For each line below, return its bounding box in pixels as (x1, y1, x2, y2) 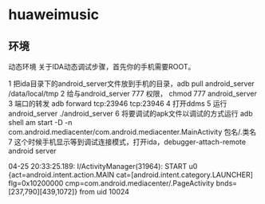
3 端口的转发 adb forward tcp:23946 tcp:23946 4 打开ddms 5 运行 (8, 99, 227, 108)
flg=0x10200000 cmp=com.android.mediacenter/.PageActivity (8, 178, 215, 188)
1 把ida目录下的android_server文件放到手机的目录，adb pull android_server (8, 79, 255, 88)
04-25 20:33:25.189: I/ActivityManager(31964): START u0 (8, 162, 198, 171)
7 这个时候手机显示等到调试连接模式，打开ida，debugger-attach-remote (8, 137, 246, 147)
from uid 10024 (79, 187, 130, 196)
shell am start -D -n (8, 118, 73, 127)
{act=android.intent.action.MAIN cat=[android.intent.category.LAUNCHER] (8, 170, 254, 179)
